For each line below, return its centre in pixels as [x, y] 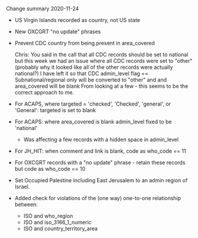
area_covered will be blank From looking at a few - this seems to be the [101, 86]
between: [26, 204]
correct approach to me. [44, 92]
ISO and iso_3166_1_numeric [57, 222]
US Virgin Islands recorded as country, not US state [77, 20]
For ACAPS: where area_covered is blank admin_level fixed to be [93, 122]
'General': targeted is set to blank [55, 110]
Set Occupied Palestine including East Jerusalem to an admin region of [101, 180]
